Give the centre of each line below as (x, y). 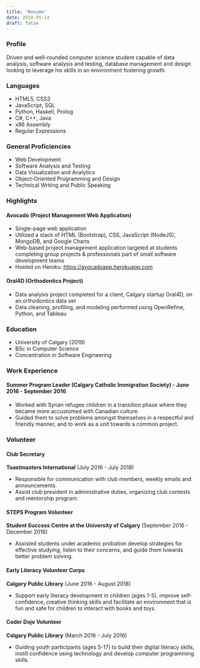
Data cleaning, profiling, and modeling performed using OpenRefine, (100, 307)
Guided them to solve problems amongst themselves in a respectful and (104, 418)
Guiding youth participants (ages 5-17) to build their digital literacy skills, (105, 647)
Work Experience (32, 370)
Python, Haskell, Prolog (44, 112)
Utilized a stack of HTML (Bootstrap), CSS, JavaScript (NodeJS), (95, 235)
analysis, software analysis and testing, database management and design (99, 63)
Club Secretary (26, 454)
